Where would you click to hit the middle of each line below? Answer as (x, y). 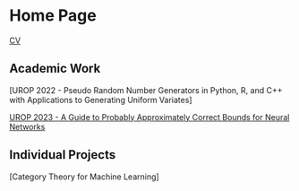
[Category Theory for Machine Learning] (84, 177)
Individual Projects (63, 155)
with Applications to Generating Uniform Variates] (101, 100)
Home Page (53, 16)
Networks (27, 126)
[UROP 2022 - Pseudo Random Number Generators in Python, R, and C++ (146, 90)
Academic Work (55, 69)
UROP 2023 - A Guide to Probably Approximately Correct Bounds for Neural (149, 117)
